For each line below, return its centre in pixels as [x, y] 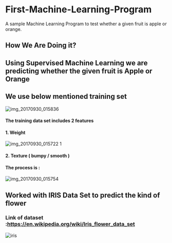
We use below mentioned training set [66, 97]
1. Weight [15, 132]
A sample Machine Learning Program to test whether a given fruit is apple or [86, 24]
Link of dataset [24, 218]
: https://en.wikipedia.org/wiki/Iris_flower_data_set [70, 224]
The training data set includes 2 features [50, 121]
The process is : [23, 167]
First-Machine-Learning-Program [79, 10]
